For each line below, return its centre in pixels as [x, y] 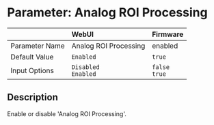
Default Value [32, 57]
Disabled [86, 67]
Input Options [32, 70]
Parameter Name [38, 46]
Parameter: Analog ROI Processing [107, 13]
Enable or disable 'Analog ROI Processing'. [67, 113]
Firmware [168, 34]
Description [32, 97]
